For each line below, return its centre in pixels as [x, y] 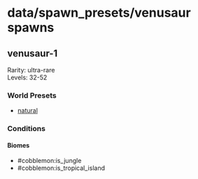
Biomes [19, 145]
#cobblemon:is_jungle [49, 161]
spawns [31, 28]
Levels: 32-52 [27, 77]
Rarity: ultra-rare [31, 70]
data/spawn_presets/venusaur [99, 13]
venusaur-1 [33, 53]
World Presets [32, 95]
